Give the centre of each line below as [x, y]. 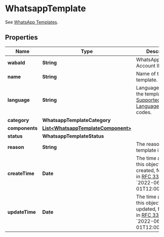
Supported [148, 100]
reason [16, 147]
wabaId [16, 63]
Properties [21, 37]
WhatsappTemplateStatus [73, 136]
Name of [146, 73]
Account [146, 66]
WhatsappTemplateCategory [76, 120]
